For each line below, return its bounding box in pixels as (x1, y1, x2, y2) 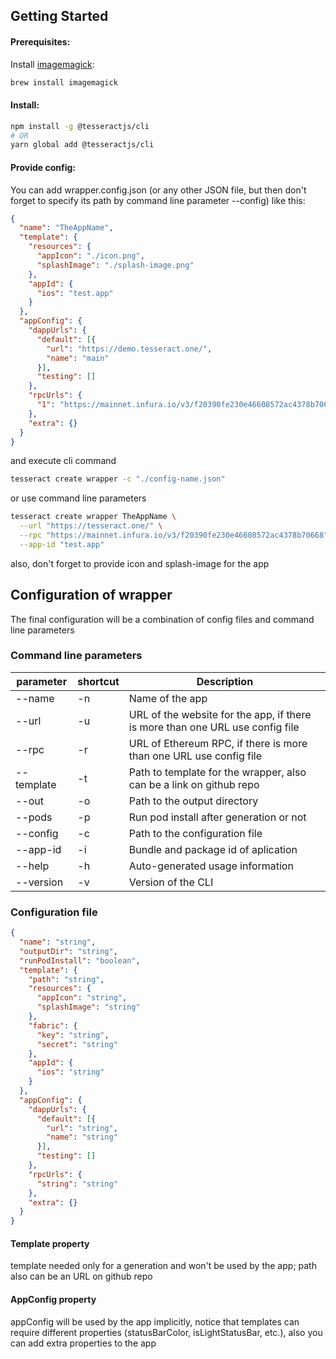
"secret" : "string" (36, 1039, 118, 1049)
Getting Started (10, 8, 109, 25)
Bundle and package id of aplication (128, 842, 298, 856)
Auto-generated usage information (128, 859, 294, 873)
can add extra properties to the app (10, 1337, 157, 1349)
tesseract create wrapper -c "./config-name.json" (10, 474, 226, 484)
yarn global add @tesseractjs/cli (10, 140, 155, 150)
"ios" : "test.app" (36, 288, 114, 298)
